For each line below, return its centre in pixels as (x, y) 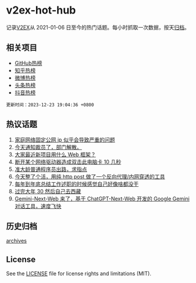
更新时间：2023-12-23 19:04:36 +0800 (50, 105)
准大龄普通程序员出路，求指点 (51, 169)
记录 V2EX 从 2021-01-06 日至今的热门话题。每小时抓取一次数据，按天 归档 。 (98, 27)
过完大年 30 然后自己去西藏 (48, 191)
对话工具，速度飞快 (38, 206)
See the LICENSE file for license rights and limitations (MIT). (79, 274)
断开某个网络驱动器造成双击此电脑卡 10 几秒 (68, 162)
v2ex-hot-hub (41, 10)
